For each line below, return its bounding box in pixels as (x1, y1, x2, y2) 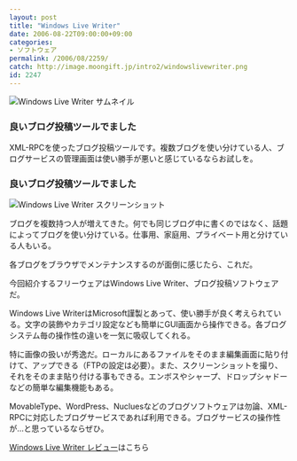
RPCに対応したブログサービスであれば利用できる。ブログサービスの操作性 (9, 412, 281, 423)
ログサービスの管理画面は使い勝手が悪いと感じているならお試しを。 (9, 153, 258, 164)
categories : (9, 37, 53, 47)
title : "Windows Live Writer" (9, 21, 121, 30)
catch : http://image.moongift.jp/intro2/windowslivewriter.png (9, 63, 248, 72)
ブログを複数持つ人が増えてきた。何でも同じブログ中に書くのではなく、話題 (9, 218, 288, 229)
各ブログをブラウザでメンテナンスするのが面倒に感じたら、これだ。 (9, 259, 258, 270)
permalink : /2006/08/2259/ (9, 54, 109, 63)
